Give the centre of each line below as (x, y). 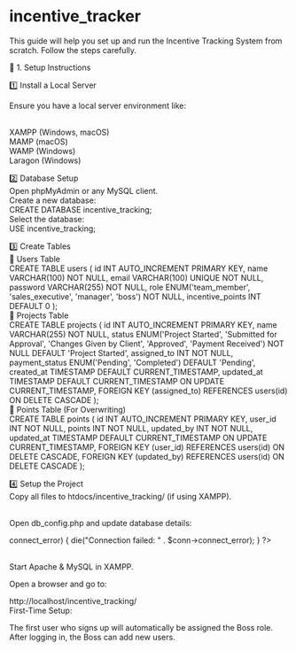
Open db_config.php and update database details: (101, 523)
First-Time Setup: (41, 610)
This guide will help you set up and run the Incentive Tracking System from (146, 41)
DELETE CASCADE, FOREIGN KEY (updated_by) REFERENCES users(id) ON (147, 456)
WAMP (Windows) (43, 151)
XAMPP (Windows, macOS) (59, 132)
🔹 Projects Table (39, 315)
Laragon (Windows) (45, 160)
